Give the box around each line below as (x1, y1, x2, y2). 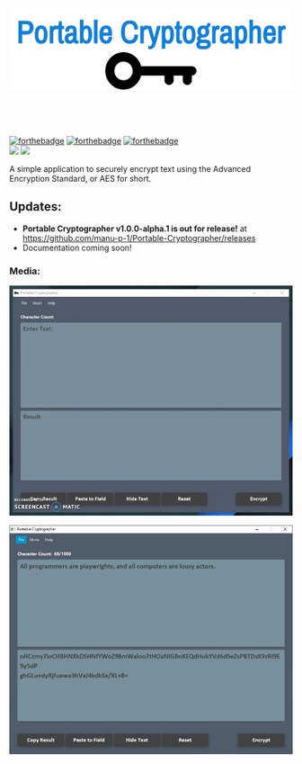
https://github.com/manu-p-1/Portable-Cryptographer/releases (22, 232, 256, 243)
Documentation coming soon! (22, 242, 132, 253)
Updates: (9, 199, 62, 214)
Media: (9, 265, 40, 277)
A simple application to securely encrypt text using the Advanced (9, 164, 252, 174)
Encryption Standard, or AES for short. (9, 174, 152, 184)
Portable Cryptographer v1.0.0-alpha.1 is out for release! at (22, 223, 247, 234)
